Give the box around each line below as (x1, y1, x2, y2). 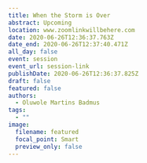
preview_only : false (15, 143, 83, 150)
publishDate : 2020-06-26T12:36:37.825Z (8, 70, 139, 78)
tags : (8, 107, 26, 114)
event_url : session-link (8, 63, 90, 71)
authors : (8, 92, 37, 100)
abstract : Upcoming (8, 19, 72, 27)
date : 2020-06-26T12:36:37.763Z (8, 33, 114, 42)
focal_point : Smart (15, 135, 79, 143)
